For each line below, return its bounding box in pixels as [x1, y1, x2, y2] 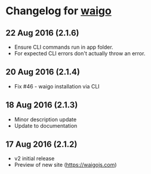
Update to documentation [14, 122, 78, 129]
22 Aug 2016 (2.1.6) [5, 28, 79, 38]
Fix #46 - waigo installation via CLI [14, 83, 100, 90]
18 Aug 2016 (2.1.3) [5, 100, 78, 110]
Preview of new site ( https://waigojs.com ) [14, 162, 117, 169]
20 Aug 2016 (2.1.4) [5, 67, 80, 77]
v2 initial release [14, 155, 55, 162]
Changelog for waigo [5, 4, 112, 18]
